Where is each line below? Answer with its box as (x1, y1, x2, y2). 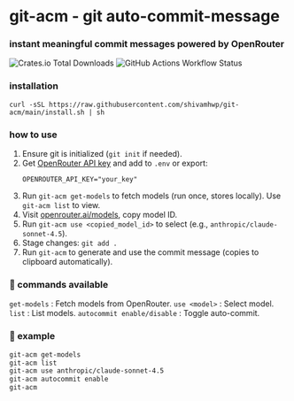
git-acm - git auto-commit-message (9, 6, 281, 27)
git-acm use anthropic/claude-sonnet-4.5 (9, 366, 165, 375)
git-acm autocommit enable (9, 374, 109, 384)
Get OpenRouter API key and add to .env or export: (21, 158, 208, 169)
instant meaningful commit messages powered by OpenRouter (9, 38, 285, 50)
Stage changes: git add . (21, 237, 118, 249)
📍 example (9, 330, 56, 343)
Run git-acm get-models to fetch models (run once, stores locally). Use (21, 190, 282, 201)
